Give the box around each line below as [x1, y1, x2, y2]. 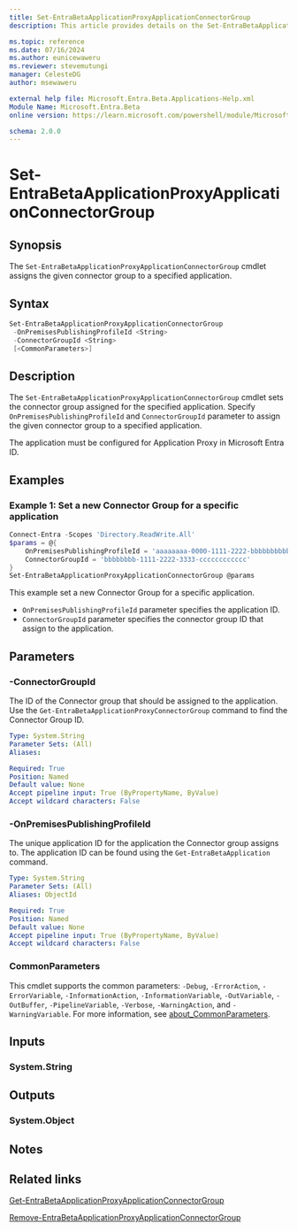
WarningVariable [9, 1010, 69, 1019]
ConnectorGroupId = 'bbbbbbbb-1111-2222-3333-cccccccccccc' [25, 555, 251, 564]
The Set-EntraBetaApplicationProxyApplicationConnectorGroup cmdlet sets [9, 392, 285, 403]
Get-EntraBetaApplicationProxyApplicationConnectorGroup [9, 1196, 225, 1206]
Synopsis [9, 237, 62, 252]
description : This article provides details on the [9, 21, 203, 30]
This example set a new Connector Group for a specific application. [9, 588, 255, 598]
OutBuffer [9, 1001, 46, 1010]
